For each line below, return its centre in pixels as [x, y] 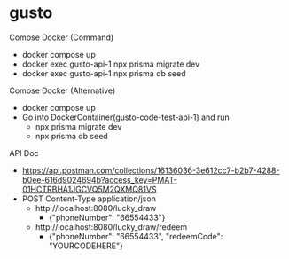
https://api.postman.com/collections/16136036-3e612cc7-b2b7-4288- [151, 170]
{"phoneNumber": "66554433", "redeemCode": [136, 236]
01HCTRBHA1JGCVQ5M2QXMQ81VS [89, 189]
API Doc [24, 153]
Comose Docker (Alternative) [62, 90]
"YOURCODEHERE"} [86, 246]
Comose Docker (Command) [62, 37]
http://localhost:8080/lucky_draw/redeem [111, 227]
